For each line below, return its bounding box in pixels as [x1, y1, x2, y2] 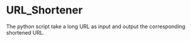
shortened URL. [6, 29, 45, 36]
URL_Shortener [6, 4, 83, 17]
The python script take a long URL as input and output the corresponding [6, 23, 186, 30]
